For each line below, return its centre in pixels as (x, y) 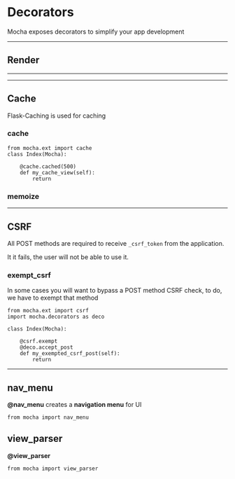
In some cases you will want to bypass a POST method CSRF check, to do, (115, 291)
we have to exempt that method (53, 298)
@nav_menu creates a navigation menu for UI (74, 405)
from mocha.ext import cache (50, 148)
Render (23, 60)
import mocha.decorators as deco (56, 317)
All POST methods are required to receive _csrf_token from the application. (116, 243)
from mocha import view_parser (53, 468)
